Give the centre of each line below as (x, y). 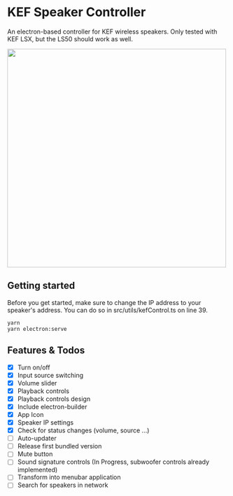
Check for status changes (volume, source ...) (83, 430)
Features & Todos (46, 350)
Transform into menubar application (69, 477)
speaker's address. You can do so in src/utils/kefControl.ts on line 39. (107, 310)
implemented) (37, 470)
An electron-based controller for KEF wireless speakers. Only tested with (112, 31)
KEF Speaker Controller (77, 12)
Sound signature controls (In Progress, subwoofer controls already (113, 462)
